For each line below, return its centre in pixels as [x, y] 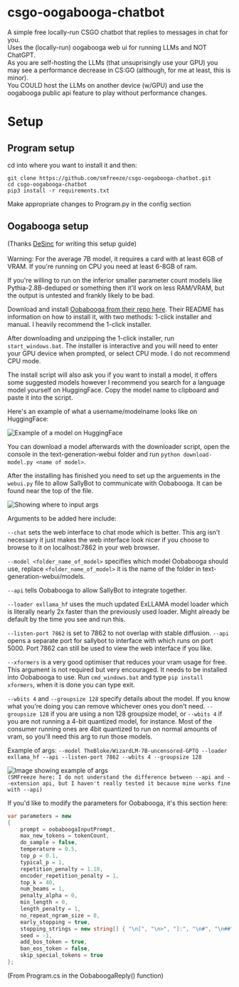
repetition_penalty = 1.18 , [62, 869]
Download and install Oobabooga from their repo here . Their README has [116, 309]
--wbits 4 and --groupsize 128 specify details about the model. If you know [119, 698]
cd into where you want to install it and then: [72, 165]
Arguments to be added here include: [62, 518]
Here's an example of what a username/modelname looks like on [102, 411]
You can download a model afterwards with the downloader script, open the [118, 446]
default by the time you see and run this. [67, 619]
